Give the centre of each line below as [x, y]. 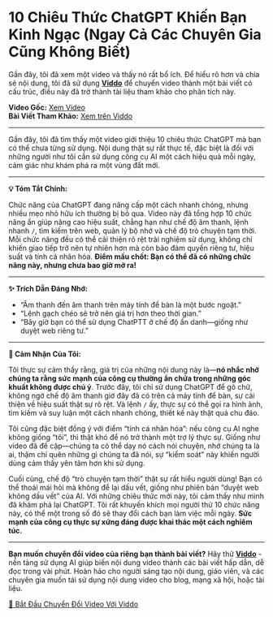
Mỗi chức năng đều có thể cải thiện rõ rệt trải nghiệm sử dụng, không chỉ [130, 239]
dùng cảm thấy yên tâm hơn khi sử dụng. [77, 463]
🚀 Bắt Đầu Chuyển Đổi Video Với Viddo [74, 604]
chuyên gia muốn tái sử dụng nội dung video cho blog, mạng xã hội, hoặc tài [136, 580]
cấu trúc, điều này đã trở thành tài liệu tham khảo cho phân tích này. [122, 91]
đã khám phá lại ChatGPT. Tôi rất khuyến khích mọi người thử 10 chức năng [134, 504]
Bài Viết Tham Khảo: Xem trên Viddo [71, 116]
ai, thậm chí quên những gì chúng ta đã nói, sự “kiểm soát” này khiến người [134, 454]
